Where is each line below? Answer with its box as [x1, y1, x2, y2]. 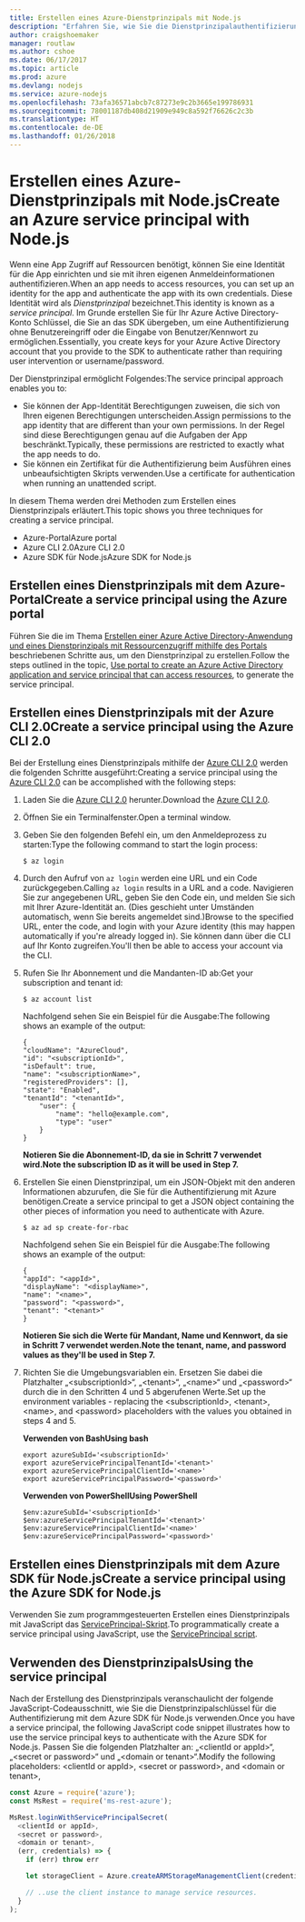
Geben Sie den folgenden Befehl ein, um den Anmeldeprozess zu [22, 829, 268, 841]
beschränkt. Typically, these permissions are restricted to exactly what [22, 438, 285, 450]
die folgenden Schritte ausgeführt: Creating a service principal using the [9, 767, 279, 778]
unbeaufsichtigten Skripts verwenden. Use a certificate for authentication [22, 467, 296, 478]
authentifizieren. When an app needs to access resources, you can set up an [9, 278, 295, 289]
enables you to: [9, 383, 67, 394]
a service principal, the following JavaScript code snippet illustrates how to [9, 1722, 290, 1733]
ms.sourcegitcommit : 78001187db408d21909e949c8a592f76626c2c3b [9, 106, 254, 115]
